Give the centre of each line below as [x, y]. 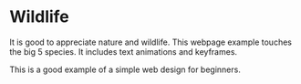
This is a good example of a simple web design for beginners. [125, 69]
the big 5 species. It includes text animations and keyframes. [124, 51]
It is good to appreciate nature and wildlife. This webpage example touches [150, 42]
